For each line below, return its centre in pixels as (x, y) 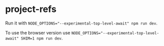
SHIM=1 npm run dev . (42, 38)
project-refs (31, 9)
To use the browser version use (38, 32)
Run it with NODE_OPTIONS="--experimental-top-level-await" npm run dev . (81, 23)
